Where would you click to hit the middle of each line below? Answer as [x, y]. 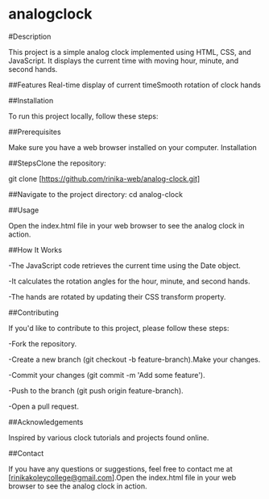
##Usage [24, 210]
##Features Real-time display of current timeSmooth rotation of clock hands [135, 85]
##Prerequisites [35, 132]
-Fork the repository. [43, 343]
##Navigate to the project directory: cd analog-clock [96, 194]
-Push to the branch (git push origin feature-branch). [96, 390]
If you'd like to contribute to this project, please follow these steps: [119, 328]
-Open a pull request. [43, 406]
